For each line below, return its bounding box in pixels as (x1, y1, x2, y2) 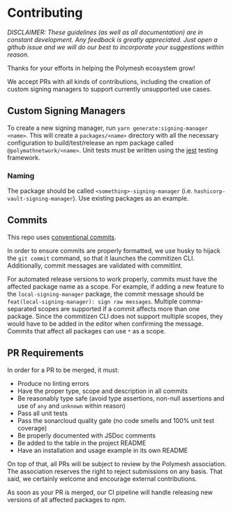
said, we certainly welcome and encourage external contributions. (7, 474, 197, 483)
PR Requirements (7, 347, 84, 359)
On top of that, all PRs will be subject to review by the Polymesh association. (7, 459, 227, 468)
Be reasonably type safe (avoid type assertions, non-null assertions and (17, 394, 225, 403)
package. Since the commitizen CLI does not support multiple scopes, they (7, 312, 223, 320)
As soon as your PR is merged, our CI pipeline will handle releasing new (7, 488, 213, 496)
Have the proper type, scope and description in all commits (17, 387, 188, 395)
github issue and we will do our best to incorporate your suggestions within (7, 43, 225, 51)
